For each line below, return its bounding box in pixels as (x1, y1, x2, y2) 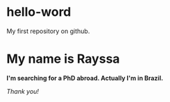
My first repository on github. (6, 27, 90, 35)
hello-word (6, 4, 71, 20)
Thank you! (6, 87, 40, 95)
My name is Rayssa (6, 51, 120, 67)
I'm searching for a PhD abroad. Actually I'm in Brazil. (6, 74, 164, 82)
